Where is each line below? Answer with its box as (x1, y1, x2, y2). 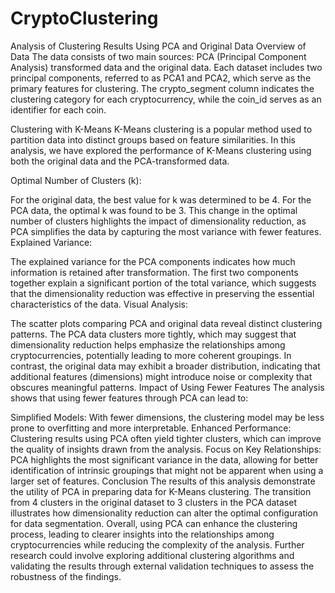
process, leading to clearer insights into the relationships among (10, 528, 275, 540)
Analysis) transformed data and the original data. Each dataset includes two (10, 61, 323, 73)
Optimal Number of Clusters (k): (10, 174, 142, 186)
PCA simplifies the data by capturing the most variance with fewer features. (10, 225, 322, 237)
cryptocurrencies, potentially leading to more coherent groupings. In (10, 349, 292, 361)
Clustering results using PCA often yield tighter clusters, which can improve (10, 432, 322, 444)
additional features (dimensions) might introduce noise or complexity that (10, 370, 313, 382)
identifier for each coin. (10, 103, 107, 116)
